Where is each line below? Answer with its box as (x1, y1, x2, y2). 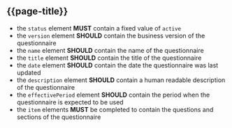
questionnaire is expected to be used (16, 97, 124, 106)
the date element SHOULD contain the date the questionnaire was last (16, 61, 219, 69)
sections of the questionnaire (16, 113, 101, 121)
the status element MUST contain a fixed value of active (16, 24, 182, 32)
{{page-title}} (6, 6, 68, 17)
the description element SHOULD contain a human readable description (16, 76, 226, 84)
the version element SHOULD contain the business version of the (16, 31, 205, 40)
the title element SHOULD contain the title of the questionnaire (16, 54, 202, 62)
